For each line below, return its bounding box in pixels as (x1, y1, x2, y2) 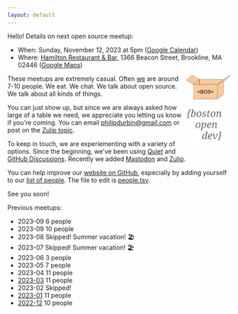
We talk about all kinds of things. (7, 89, 103, 98)
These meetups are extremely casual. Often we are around (7, 74, 179, 83)
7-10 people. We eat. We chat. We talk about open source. (7, 82, 177, 90)
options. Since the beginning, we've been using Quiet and (7, 147, 176, 155)
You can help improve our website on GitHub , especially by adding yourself (7, 168, 227, 176)
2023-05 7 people (17, 261, 71, 269)
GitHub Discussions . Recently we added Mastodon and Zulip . (7, 155, 186, 163)
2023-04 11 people (17, 268, 73, 276)
